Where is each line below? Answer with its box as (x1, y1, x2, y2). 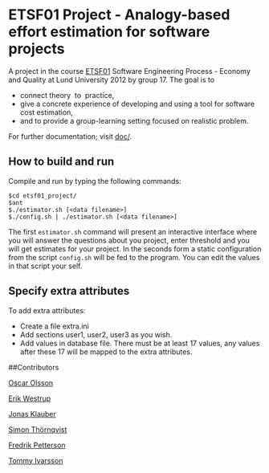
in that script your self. (8, 261, 83, 271)
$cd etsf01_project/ (8, 191, 78, 200)
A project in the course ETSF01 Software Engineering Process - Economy (8, 66, 251, 75)
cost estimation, (19, 107, 74, 117)
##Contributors (8, 362, 59, 372)
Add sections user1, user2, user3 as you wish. (19, 329, 173, 339)
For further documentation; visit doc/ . (8, 131, 132, 141)
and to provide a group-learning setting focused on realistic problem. (19, 116, 249, 125)
